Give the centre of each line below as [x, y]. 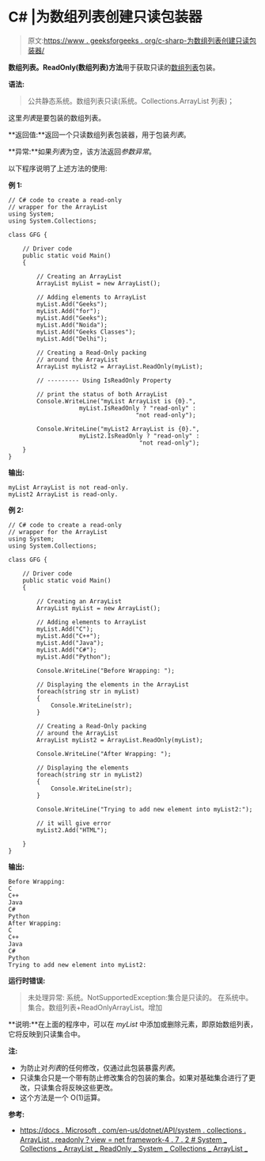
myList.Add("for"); [69, 311]
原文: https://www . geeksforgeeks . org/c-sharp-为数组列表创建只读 [138, 40]
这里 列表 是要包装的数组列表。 [57, 117]
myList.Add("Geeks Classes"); [86, 332]
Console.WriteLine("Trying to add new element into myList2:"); [145, 809]
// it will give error [74, 823]
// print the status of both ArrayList [102, 394]
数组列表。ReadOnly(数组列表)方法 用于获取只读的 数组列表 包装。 [114, 67]
